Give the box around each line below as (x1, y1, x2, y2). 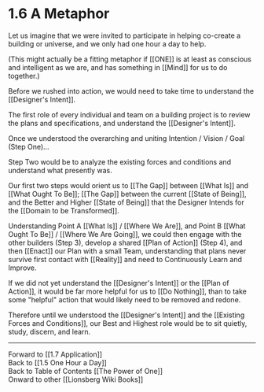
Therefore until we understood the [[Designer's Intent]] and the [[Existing (8, 310, 245, 320)
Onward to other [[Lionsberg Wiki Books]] (8, 375, 144, 384)
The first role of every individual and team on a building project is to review (8, 109, 251, 119)
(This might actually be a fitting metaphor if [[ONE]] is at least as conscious (8, 54, 251, 64)
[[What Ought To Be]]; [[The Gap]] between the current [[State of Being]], (8, 189, 247, 198)
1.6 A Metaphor (8, 5, 110, 23)
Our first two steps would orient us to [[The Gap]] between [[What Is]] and (8, 180, 249, 190)
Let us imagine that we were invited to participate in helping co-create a (8, 31, 241, 40)
